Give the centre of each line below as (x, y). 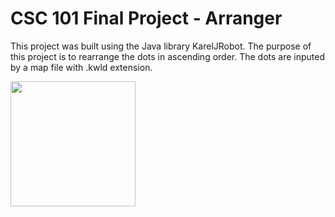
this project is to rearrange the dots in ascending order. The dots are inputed (168, 56)
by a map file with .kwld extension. (81, 67)
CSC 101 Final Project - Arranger (146, 18)
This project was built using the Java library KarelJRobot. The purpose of (161, 46)
